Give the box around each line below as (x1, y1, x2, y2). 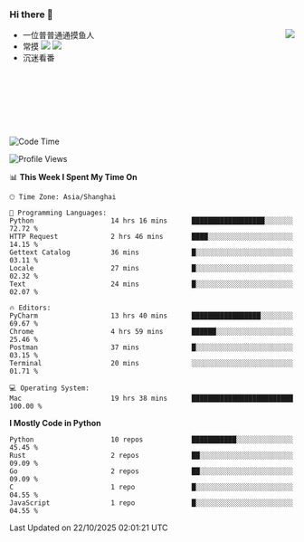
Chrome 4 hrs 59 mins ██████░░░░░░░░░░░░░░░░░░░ (9, 328, 294, 337)
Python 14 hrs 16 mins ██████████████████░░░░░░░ (9, 216, 294, 225)
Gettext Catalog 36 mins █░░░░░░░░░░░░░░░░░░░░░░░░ (9, 248, 294, 257)
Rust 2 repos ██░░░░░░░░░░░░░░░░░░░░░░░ (9, 452, 294, 461)
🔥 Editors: (9, 303, 52, 313)
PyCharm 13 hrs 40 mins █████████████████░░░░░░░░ (9, 311, 294, 320)
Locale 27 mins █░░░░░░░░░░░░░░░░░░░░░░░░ (9, 264, 294, 273)
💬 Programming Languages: (9, 208, 107, 218)
